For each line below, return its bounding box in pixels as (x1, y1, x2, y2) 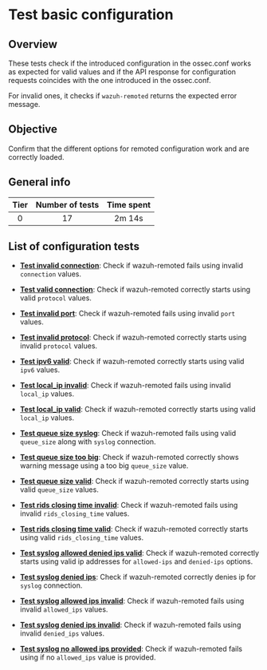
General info (8, 176, 71, 189)
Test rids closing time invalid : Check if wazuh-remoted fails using (19, 501, 238, 510)
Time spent (106, 199, 151, 210)
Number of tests (35, 199, 100, 210)
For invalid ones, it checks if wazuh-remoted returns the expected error (8, 91, 238, 101)
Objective (8, 122, 58, 137)
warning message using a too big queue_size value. (19, 461, 189, 470)
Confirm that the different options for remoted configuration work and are (8, 144, 249, 153)
